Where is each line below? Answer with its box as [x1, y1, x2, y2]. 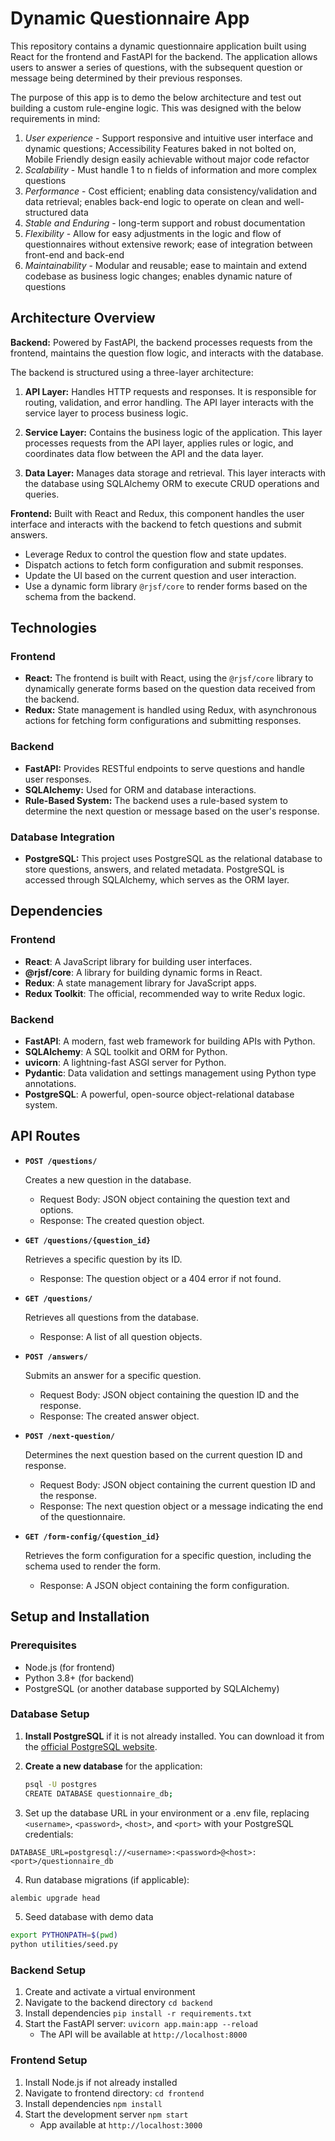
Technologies [10, 620, 98, 637]
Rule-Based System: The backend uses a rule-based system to [24, 794, 288, 806]
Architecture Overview [10, 310, 156, 327]
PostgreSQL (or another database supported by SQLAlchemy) [24, 1682, 280, 1694]
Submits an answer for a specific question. [24, 1369, 202, 1381]
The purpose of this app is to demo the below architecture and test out [10, 91, 302, 103]
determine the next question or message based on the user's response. [24, 805, 320, 817]
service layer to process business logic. [24, 407, 189, 419]
